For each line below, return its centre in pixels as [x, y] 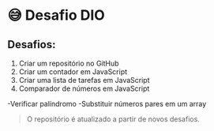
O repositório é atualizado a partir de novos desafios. [113, 119]
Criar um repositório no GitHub [69, 63]
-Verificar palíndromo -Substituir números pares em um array [107, 104]
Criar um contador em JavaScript [73, 72]
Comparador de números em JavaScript [84, 88]
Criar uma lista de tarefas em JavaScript [84, 80]
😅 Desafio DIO [56, 15]
